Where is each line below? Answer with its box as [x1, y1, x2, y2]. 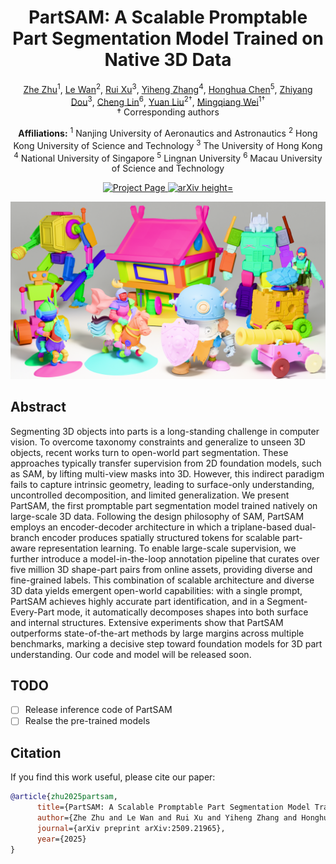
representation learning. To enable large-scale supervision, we [38, 542, 297, 554]
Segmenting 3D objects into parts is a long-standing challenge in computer [10, 425, 320, 437]
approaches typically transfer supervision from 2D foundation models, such [10, 457, 322, 469]
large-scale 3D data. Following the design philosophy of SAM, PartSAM [10, 510, 305, 522]
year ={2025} [36, 834, 87, 844]
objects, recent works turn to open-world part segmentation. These [10, 446, 289, 458]
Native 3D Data [104, 49, 232, 71]
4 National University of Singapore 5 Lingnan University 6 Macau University [13, 150, 323, 164]
